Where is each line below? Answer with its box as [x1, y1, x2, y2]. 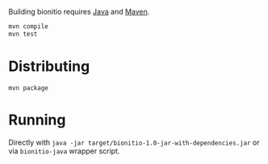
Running [8, 111, 66, 128]
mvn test [8, 30, 38, 38]
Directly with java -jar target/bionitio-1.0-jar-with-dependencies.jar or [8, 137, 260, 147]
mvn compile [8, 23, 48, 31]
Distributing [8, 57, 90, 75]
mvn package [8, 84, 48, 92]
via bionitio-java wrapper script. [8, 145, 120, 156]
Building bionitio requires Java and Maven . [8, 7, 150, 16]
